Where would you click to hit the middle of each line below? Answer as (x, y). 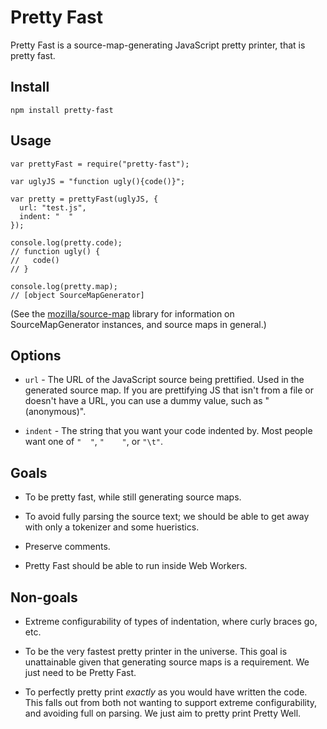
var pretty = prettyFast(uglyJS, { (84, 199)
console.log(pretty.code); (66, 242)
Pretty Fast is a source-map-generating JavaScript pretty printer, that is (158, 45)
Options (36, 355)
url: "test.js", (53, 207)
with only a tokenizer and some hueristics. (112, 527)
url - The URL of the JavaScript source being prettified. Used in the (164, 380)
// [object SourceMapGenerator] (77, 295)
